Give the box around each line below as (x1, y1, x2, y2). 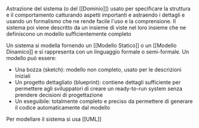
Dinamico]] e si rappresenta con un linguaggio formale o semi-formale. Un (6, 48, 189, 55)
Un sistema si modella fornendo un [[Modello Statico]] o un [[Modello (6, 42, 177, 49)
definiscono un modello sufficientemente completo (6, 30, 131, 38)
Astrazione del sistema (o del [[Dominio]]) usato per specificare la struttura (6, 5, 191, 12)
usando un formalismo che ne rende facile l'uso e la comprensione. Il (6, 18, 176, 24)
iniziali (14, 73, 31, 79)
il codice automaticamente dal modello (14, 104, 111, 111)
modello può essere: (6, 55, 57, 61)
